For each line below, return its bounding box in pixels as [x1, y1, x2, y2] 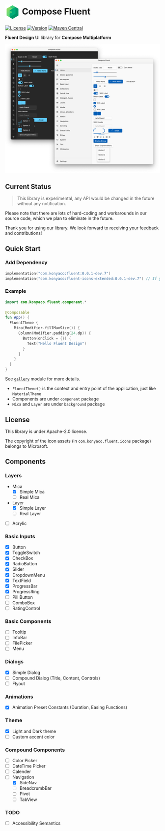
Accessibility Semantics [12, 820, 61, 826]
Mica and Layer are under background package [12, 401, 105, 407]
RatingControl [12, 605, 40, 611]
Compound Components [5, 746, 65, 753]
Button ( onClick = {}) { [23, 336, 71, 341]
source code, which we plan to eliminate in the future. [5, 215, 114, 221]
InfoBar [12, 635, 27, 641]
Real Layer [19, 510, 41, 516]
